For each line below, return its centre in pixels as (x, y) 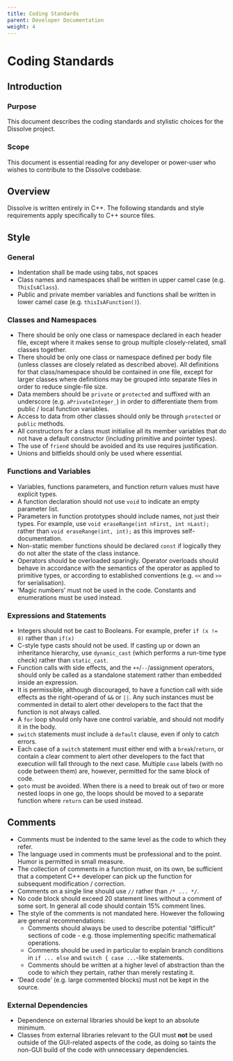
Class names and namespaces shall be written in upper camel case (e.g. (121, 280)
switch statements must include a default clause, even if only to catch (118, 734)
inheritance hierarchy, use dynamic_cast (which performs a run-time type (122, 653)
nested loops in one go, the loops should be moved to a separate (110, 793)
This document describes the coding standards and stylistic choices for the (115, 122)
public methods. (41, 424)
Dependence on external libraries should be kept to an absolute (108, 1021)
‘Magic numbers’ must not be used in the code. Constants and (106, 590)
